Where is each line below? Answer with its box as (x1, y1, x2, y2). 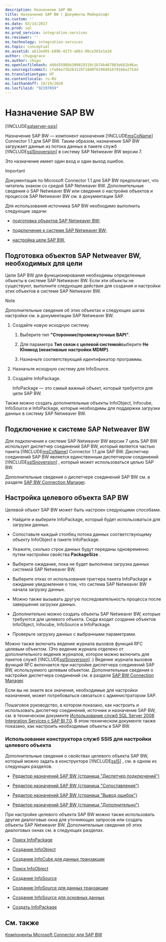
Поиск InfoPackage (12, 837, 53, 843)
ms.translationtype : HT (5, 72, 55, 77)
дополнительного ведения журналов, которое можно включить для (5, 651, 150, 657)
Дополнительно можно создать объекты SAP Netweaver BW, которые (12, 611, 161, 617)
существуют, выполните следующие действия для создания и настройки (5, 283, 161, 289)
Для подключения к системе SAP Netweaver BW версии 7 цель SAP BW (5, 438, 158, 444)
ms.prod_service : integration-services (5, 30, 88, 35)
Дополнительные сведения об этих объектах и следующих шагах (5, 307, 145, 313)
